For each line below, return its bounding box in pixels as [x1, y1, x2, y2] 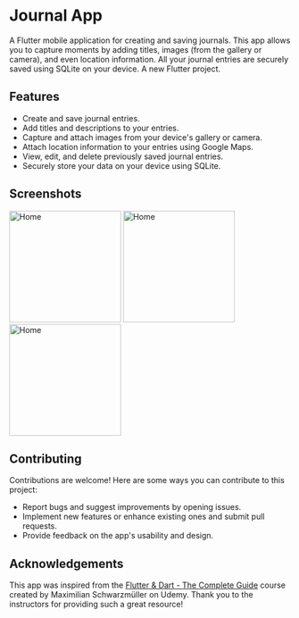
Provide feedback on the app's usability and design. [21, 530, 214, 541]
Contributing [9, 451, 82, 466]
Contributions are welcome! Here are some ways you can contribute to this [9, 475, 286, 486]
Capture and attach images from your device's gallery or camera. [21, 131, 263, 143]
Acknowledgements [9, 555, 124, 572]
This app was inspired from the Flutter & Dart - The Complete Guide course [9, 580, 287, 590]
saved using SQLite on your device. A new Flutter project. [9, 63, 221, 74]
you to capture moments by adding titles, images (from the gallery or [9, 44, 262, 54]
